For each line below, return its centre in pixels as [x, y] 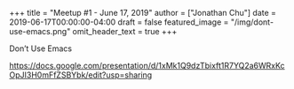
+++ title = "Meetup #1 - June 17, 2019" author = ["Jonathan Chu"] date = [143, 13]
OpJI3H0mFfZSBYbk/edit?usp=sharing [81, 75]
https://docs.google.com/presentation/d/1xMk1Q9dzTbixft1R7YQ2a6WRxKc [147, 66]
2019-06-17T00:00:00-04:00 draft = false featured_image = [119, 22]
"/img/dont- [252, 22]
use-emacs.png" [40, 31]
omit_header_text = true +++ [125, 31]
